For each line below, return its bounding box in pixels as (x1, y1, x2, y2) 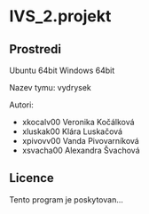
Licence (9, 170, 55, 186)
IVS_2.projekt (9, 6, 112, 27)
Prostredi (9, 42, 62, 57)
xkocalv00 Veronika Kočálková (21, 117, 135, 127)
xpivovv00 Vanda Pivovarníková (21, 136, 139, 146)
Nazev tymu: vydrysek (9, 83, 91, 92)
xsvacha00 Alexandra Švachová (21, 145, 140, 155)
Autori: (9, 99, 34, 110)
